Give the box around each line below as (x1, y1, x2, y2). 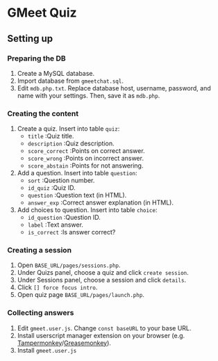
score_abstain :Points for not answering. (27, 161, 144, 170)
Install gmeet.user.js (17, 346, 77, 354)
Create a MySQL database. (17, 69, 95, 77)
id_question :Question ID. (27, 214, 101, 222)
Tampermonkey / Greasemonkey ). (17, 339, 111, 347)
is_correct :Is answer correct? (27, 228, 116, 236)
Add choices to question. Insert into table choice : (17, 206, 158, 214)
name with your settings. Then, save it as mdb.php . (17, 91, 160, 99)
